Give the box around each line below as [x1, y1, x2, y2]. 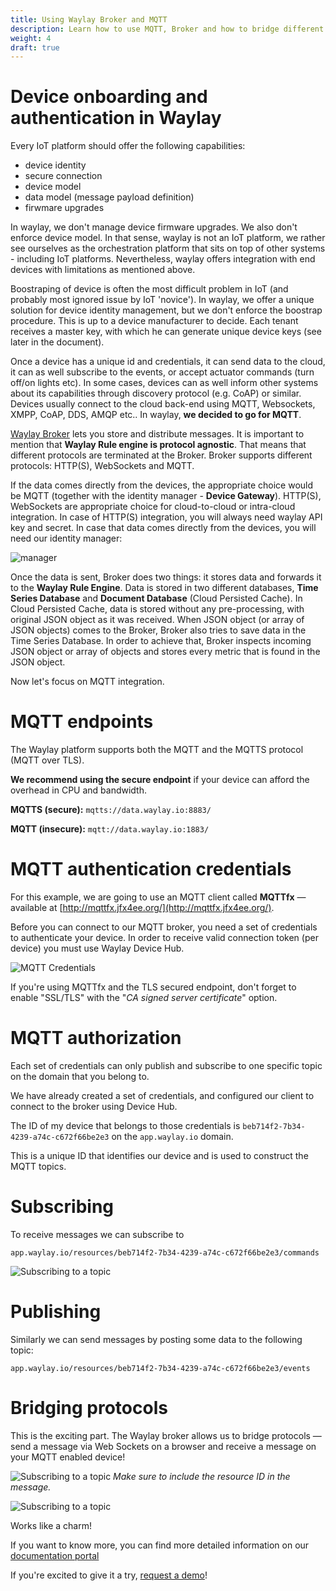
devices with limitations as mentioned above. [10, 264, 196, 276]
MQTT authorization [10, 1027, 182, 1050]
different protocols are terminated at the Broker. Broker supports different [10, 449, 313, 461]
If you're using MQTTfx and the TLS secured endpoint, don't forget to [10, 981, 297, 993]
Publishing [10, 1301, 102, 1323]
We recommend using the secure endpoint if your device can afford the [10, 774, 310, 786]
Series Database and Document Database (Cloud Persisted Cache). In [10, 592, 303, 605]
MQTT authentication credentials [10, 858, 292, 881]
